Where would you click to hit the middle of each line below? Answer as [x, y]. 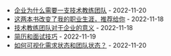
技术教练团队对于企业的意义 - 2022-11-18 [74, 28]
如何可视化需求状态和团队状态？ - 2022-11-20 [80, 45]
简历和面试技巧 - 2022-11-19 [55, 36]
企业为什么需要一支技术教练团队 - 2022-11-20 [80, 10]
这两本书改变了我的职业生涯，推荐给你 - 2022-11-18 [89, 19]
